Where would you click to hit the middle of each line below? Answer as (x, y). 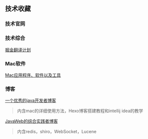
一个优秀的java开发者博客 (31, 100)
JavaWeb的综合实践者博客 (32, 121)
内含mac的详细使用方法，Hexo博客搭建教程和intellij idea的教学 (80, 111)
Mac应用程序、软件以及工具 (33, 75)
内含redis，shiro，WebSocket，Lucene (57, 132)
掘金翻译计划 (18, 50)
